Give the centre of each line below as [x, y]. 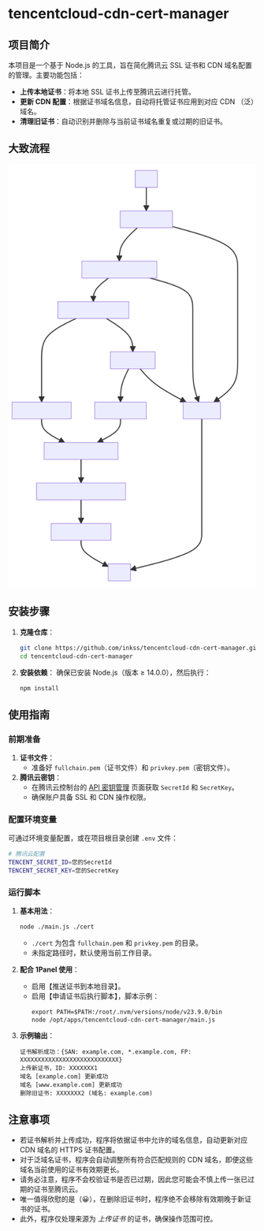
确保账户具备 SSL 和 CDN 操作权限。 [91, 798]
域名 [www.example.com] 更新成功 [71, 1085]
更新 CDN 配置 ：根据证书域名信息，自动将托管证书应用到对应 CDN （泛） [137, 102]
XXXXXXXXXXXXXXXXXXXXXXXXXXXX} [71, 1060]
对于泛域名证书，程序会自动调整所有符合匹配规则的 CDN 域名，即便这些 [136, 1160]
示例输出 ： [37, 1036]
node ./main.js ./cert [57, 927]
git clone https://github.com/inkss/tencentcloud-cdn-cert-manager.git [139, 648]
